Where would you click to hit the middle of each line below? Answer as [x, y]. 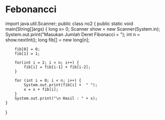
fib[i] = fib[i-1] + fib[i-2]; [57, 67]
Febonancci [31, 9]
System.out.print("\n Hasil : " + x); [56, 98]
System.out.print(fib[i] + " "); [61, 85]
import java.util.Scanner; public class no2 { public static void [69, 23]
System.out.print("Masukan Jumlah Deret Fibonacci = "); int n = [73, 34]
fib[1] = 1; [27, 54]
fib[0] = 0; [27, 49]
